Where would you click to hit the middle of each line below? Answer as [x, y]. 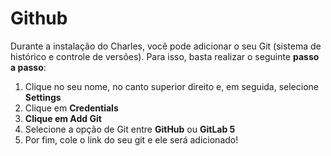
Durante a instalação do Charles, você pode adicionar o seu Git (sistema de [166, 46]
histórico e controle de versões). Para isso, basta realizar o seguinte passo [165, 56]
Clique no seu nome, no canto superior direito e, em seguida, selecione [171, 86]
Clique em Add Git [63, 118]
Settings [43, 97]
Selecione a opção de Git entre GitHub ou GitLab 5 [130, 129]
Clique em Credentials [71, 108]
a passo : [28, 67]
